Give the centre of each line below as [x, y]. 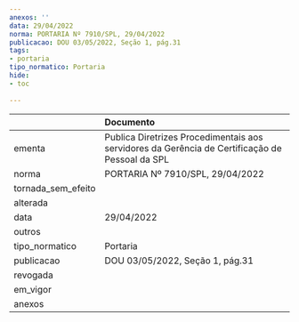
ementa [30, 148]
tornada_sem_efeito [55, 188]
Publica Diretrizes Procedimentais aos [184, 137]
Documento [130, 122]
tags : [19, 51]
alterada [31, 203]
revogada [33, 275]
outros [28, 231]
